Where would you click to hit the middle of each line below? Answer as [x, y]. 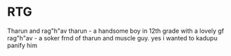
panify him [22, 45]
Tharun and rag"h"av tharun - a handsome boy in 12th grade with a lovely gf [116, 31]
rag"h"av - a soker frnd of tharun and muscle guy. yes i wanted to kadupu [112, 38]
